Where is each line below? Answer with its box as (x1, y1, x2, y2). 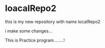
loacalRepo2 (5, 3, 57, 14)
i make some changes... (5, 28, 52, 34)
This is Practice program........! (5, 37, 65, 43)
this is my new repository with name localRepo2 (5, 19, 101, 24)
